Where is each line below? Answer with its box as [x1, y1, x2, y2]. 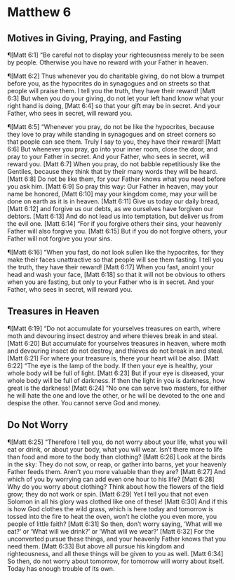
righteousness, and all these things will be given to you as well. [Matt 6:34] [7, 549, 224, 558]
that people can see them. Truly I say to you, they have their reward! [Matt [7, 137, 221, 146]
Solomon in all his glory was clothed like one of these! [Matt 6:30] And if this [7, 497, 228, 506]
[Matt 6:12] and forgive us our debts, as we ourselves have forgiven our [7, 205, 214, 213]
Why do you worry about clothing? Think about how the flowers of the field [7, 482, 224, 491]
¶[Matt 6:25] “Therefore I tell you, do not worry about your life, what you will [7, 438, 228, 446]
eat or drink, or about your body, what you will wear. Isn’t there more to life [7, 445, 223, 453]
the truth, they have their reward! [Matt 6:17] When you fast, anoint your [7, 263, 215, 271]
